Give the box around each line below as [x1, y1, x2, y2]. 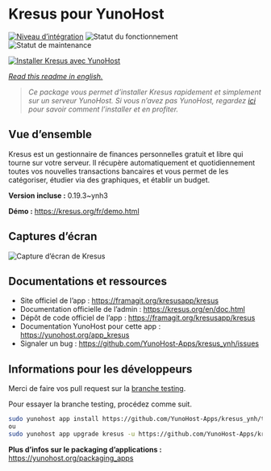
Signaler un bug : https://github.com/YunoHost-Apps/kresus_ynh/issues [19, 339, 260, 348]
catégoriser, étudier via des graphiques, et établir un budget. [8, 175, 211, 184]
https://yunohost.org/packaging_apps [8, 453, 134, 463]
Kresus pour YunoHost [8, 5, 165, 23]
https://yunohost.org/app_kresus [19, 330, 130, 340]
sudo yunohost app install [8, 415, 99, 423]
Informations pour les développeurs [8, 362, 193, 376]
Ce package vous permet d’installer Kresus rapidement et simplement [27, 86, 262, 97]
